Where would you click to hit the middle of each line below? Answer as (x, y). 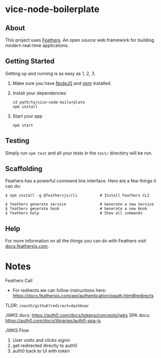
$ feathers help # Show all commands (74, 213)
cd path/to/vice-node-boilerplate (49, 102)
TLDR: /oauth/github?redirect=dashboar (47, 305)
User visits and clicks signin (41, 340)
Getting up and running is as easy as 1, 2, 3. (50, 73)
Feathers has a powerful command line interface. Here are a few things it (81, 181)
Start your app (27, 116)
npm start (23, 125)
